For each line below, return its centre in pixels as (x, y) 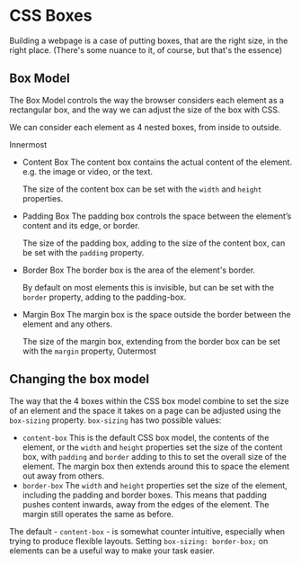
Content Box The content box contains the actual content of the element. (157, 162)
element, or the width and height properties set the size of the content (152, 447)
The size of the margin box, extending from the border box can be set (151, 341)
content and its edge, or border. (81, 225)
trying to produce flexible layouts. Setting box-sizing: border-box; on (139, 541)
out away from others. (63, 475)
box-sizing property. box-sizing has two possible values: (115, 420)
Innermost (28, 144)
